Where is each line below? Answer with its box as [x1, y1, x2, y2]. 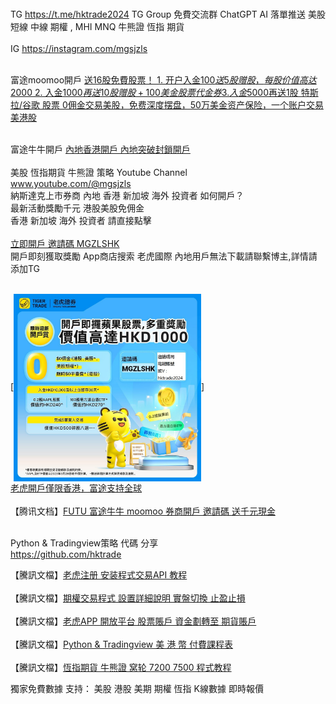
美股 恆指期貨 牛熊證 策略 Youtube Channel [10, 167, 188, 178]
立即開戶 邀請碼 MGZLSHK [10, 238, 120, 249]
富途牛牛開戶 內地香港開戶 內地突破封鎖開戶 [10, 143, 191, 155]
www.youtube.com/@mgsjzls [10, 178, 132, 189]
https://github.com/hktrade [10, 548, 122, 560]
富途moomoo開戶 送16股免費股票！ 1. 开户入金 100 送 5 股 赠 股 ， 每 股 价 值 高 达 [10, 74, 317, 86]
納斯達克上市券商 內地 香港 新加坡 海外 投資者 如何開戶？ [10, 190, 245, 201]
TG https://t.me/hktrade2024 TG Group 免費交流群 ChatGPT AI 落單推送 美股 [10, 8, 326, 20]
